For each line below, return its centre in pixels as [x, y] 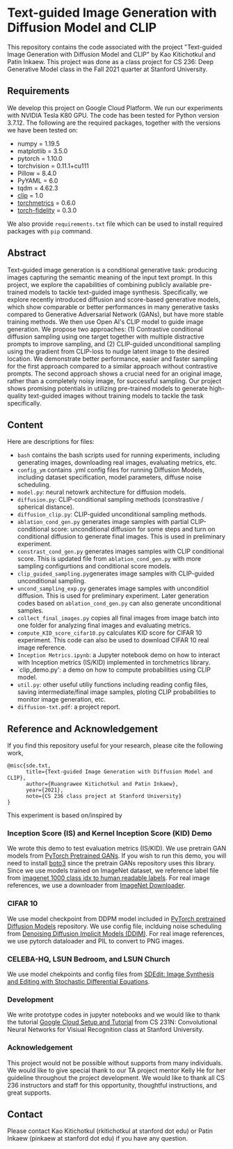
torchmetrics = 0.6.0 [47, 203]
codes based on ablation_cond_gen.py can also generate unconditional [119, 603]
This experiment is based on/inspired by [65, 815]
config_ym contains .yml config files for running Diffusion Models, [111, 470]
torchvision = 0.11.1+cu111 [53, 166]
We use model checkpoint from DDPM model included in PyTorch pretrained [116, 918]
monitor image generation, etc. [61, 700]
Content [25, 425]
